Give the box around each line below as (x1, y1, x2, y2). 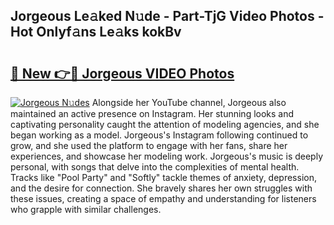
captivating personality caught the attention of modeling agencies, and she (10, 119, 320, 130)
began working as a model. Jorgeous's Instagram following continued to (10, 129, 309, 141)
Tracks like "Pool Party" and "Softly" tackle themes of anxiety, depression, (10, 172, 317, 183)
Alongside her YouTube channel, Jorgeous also (91, 97, 287, 108)
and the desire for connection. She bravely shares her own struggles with (10, 182, 313, 194)
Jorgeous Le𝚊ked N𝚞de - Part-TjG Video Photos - (10, 8, 325, 25)
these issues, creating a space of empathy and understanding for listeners (10, 193, 317, 204)
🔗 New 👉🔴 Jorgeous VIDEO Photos (10, 65, 235, 82)
